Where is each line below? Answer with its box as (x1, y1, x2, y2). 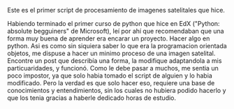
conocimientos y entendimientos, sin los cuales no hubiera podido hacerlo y (7, 87, 226, 94)
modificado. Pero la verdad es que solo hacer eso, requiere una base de (7, 79, 215, 87)
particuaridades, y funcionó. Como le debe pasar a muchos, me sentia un (7, 64, 219, 72)
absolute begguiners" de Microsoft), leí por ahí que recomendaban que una (7, 27, 225, 35)
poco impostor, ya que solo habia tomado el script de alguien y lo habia (7, 71, 213, 80)
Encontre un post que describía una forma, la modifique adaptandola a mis (7, 57, 222, 65)
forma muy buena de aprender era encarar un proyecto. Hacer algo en (7, 34, 210, 43)
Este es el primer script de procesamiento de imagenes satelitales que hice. (7, 6, 226, 14)
